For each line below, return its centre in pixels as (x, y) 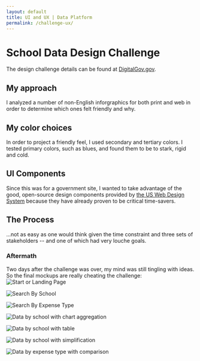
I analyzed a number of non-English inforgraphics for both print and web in (98, 103)
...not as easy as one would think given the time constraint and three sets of (100, 234)
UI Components (36, 174)
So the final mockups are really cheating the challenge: (74, 275)
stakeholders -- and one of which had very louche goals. (76, 240)
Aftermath (22, 256)
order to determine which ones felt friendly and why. (71, 109)
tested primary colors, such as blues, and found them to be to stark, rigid (96, 148)
